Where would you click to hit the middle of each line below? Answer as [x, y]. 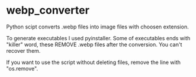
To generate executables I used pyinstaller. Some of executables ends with [98, 38]
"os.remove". [22, 68]
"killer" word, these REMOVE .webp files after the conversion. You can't [94, 44]
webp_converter [48, 10]
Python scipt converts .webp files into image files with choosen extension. [98, 27]
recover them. [23, 50]
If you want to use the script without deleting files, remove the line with [94, 62]
